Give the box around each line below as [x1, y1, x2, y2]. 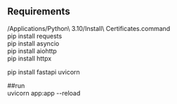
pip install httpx [7, 54, 52, 63]
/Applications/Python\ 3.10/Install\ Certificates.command [7, 24, 171, 32]
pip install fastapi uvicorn [7, 67, 81, 76]
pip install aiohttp [7, 46, 58, 55]
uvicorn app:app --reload [7, 89, 81, 97]
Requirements [7, 6, 70, 18]
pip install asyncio [7, 39, 60, 48]
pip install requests [7, 32, 63, 40]
